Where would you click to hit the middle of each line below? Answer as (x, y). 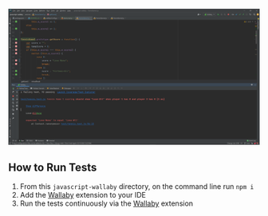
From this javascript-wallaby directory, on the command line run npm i (137, 186)
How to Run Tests (53, 167)
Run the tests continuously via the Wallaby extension (106, 203)
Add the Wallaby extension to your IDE (83, 194)
